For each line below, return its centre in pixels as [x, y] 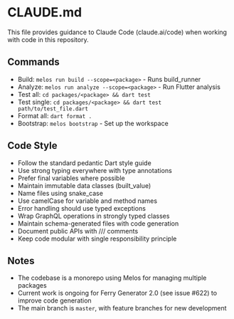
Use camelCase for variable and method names [87, 201]
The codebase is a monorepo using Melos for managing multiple [112, 278]
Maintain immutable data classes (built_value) [84, 185]
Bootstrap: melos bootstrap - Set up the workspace [93, 123]
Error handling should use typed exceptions [81, 208]
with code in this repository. [48, 39]
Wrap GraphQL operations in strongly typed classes [94, 216]
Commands [34, 62]
